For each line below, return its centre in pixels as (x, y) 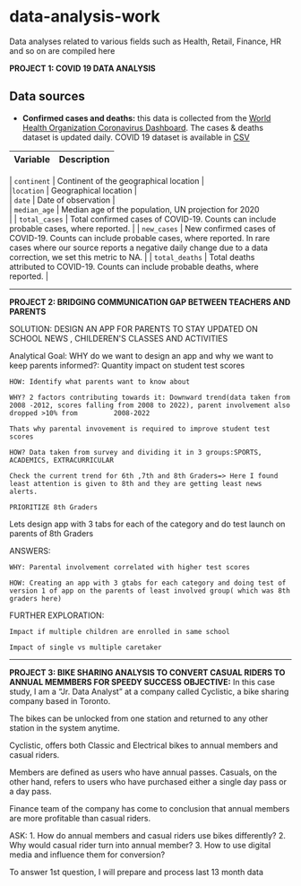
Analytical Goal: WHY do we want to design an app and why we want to (142, 355)
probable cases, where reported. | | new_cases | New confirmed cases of (142, 228)
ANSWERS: (30, 551)
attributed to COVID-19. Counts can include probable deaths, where (134, 266)
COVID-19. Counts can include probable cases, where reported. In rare (140, 238)
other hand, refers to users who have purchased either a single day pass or (148, 781)
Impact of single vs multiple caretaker (86, 647)
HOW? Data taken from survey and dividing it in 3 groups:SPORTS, (136, 452)
